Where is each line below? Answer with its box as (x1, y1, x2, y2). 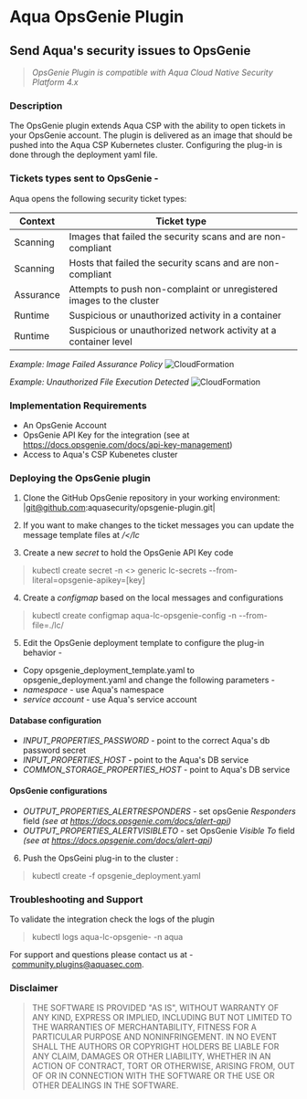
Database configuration (9, 714, 102, 725)
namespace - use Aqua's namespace (22, 684, 164, 695)
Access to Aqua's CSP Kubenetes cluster (22, 449, 178, 460)
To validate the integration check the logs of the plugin (9, 914, 215, 925)
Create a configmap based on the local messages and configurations (22, 592, 284, 604)
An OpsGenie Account (22, 419, 107, 430)
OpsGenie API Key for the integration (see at (22, 429, 190, 440)
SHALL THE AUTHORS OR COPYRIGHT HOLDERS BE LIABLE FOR (31, 1041, 280, 1052)
